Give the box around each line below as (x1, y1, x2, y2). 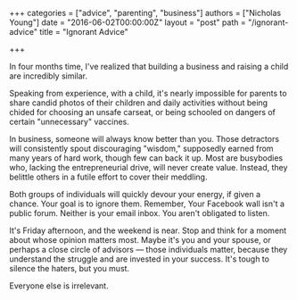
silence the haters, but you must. (9, 263, 130, 273)
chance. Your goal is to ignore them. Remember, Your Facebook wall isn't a (9, 198, 285, 209)
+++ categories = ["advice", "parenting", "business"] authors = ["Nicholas (9, 8, 282, 18)
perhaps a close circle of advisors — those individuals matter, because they (9, 245, 288, 254)
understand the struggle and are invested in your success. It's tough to (9, 254, 270, 264)
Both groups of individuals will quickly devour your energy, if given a (9, 189, 261, 199)
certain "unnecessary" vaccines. (9, 116, 129, 127)
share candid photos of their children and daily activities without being (9, 97, 268, 108)
